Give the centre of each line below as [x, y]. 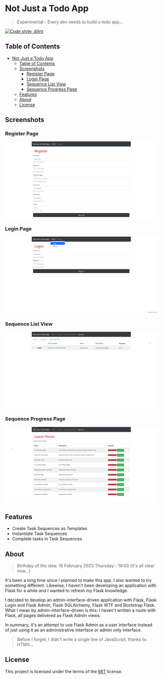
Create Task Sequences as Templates [50, 529]
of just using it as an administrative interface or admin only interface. [73, 630]
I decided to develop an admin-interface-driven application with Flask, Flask [81, 600]
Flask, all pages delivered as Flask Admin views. [53, 615]
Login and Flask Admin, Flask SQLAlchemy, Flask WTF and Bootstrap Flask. [80, 605]
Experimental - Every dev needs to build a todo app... [70, 22]
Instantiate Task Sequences [40, 533]
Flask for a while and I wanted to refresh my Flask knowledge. [67, 590]
